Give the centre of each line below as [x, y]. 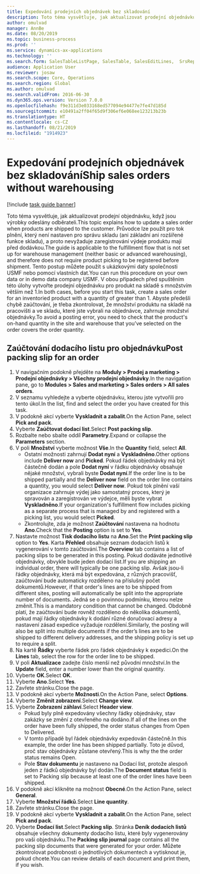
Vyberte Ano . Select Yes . [46, 681]
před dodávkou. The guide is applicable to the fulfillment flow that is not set [98, 247]
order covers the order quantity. [46, 329]
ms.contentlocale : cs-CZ [37, 122]
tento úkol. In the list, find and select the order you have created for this [102, 403]
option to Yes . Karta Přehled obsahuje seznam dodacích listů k [92, 542]
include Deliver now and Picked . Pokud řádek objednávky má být [104, 460]
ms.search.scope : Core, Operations [51, 78]
